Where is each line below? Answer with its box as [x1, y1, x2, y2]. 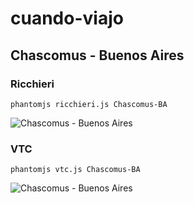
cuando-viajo [10, 7, 124, 30]
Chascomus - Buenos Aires [10, 47, 185, 64]
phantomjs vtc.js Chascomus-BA [10, 165, 141, 175]
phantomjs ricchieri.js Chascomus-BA [10, 99, 168, 109]
